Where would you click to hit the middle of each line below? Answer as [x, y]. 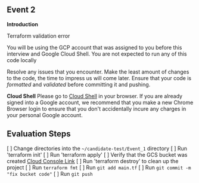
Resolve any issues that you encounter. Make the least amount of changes [98, 72]
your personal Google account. [45, 115]
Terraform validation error [38, 36]
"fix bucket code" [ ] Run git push [50, 173]
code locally [22, 60]
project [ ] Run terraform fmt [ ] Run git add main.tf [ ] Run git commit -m [99, 167]
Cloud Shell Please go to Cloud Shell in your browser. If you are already [95, 96]
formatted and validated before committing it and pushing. [79, 84]
